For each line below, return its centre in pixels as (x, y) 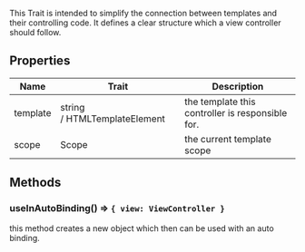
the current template (228, 139)
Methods (35, 183)
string (73, 107)
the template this (220, 102)
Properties (40, 61)
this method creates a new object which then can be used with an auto (142, 228)
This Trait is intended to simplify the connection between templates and (143, 13)
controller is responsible (236, 112)
